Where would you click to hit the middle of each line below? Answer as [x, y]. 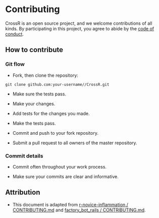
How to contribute [34, 50]
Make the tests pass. [34, 123]
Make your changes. [34, 103]
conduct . [15, 34]
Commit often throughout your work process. [60, 167]
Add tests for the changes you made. [51, 113]
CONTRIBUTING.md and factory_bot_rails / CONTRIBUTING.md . [79, 210]
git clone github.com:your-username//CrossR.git [57, 84]
